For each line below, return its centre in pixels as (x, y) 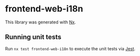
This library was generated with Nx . (40, 22)
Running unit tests (33, 37)
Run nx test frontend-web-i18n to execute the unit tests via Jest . (70, 48)
